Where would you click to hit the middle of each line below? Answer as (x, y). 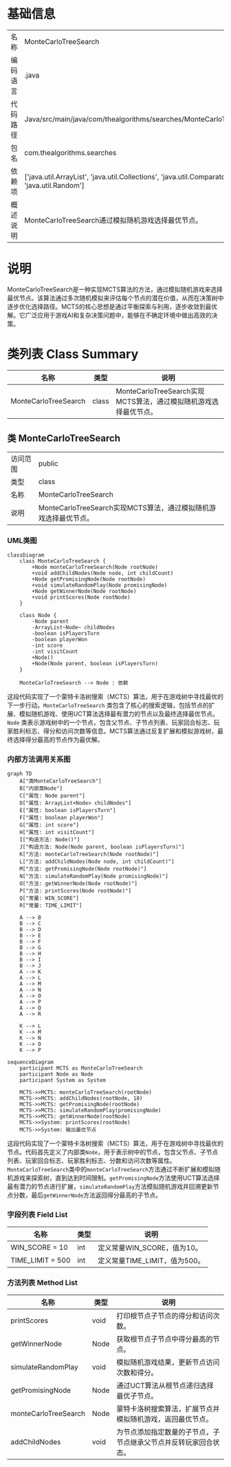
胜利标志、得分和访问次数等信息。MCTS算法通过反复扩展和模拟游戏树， (115, 731)
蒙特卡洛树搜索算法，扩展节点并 (168, 1408)
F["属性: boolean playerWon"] (62, 818)
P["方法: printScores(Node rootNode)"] (76, 891)
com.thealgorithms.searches (70, 152)
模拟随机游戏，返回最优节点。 (165, 1419)
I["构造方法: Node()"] (50, 840)
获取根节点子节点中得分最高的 (165, 1339)
